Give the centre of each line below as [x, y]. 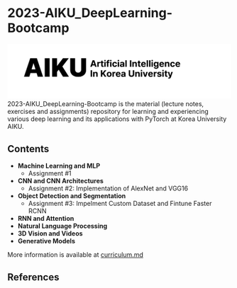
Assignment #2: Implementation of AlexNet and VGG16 [108, 188]
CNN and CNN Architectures [61, 181]
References [33, 277]
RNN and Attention [46, 219]
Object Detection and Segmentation [72, 196]
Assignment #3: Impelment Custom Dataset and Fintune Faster [120, 204]
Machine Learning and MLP [59, 166]
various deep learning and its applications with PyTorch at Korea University [117, 119]
